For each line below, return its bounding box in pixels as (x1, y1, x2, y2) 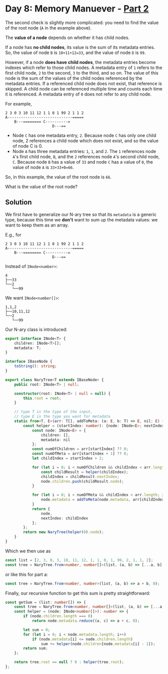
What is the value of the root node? (5, 183, 77, 189)
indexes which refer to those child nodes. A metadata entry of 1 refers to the (5, 64, 162, 70)
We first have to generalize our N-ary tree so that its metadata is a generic (5, 211, 156, 217)
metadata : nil (40, 437, 70, 442)
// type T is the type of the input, (14, 409, 93, 414)
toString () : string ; (14, 363, 57, 369)
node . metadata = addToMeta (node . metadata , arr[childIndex (40, 497, 164, 502)
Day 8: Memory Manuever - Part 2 (5, 3, 149, 14)
